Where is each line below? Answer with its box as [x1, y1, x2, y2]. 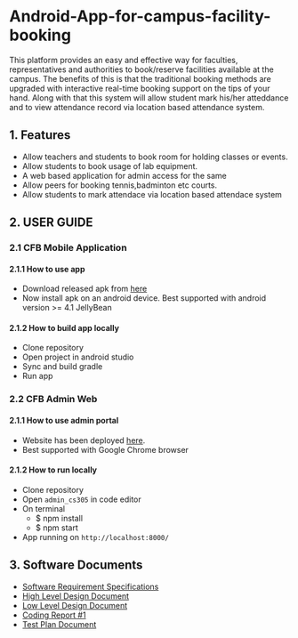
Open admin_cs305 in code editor [21, 494, 142, 505]
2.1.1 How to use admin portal [9, 415, 119, 425]
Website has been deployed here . [21, 434, 146, 446]
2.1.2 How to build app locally [9, 322, 120, 333]
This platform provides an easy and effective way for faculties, [9, 54, 238, 65]
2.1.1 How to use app [9, 263, 85, 274]
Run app [21, 371, 53, 382]
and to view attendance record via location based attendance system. [9, 101, 265, 112]
